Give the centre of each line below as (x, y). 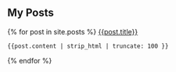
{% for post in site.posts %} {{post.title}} (73, 31)
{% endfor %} (30, 60)
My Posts (31, 13)
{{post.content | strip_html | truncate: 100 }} (88, 46)
